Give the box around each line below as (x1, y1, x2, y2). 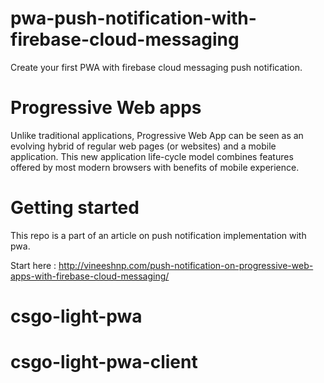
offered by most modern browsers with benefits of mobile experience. (10, 161, 300, 173)
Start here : (10, 259, 57, 271)
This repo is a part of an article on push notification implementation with (10, 229, 307, 241)
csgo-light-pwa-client (10, 351, 198, 374)
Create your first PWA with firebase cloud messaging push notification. (10, 61, 303, 73)
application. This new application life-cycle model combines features (10, 150, 294, 162)
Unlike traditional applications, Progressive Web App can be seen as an (10, 129, 304, 141)
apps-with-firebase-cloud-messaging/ (10, 270, 170, 282)
